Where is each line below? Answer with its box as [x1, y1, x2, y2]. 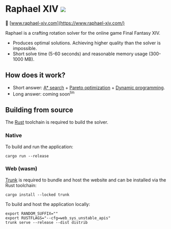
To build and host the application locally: [5, 201, 90, 207]
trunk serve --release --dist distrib [5, 220, 88, 225]
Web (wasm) [5, 165, 37, 172]
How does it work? [5, 71, 66, 80]
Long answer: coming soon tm [12, 90, 75, 97]
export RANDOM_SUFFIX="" [5, 211, 58, 216]
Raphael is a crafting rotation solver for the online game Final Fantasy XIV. [5, 30, 161, 36]
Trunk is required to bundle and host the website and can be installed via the [5, 177, 166, 183]
